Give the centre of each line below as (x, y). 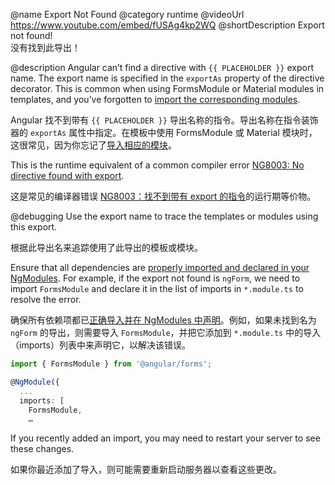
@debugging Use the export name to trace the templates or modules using (164, 216)
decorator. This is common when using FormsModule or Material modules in (167, 88)
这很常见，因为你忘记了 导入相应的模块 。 (93, 145)
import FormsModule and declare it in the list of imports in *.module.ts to (157, 288)
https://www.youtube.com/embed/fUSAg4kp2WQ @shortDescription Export (167, 25)
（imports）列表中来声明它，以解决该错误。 (100, 345)
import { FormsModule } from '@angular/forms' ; (111, 364)
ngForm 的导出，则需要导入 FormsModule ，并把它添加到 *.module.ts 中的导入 (166, 332)
